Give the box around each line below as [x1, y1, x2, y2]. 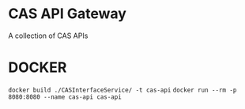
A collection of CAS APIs [8, 31, 89, 40]
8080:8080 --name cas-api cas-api [8, 92, 122, 101]
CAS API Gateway [8, 5, 126, 23]
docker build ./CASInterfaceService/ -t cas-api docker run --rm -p [8, 86, 237, 94]
